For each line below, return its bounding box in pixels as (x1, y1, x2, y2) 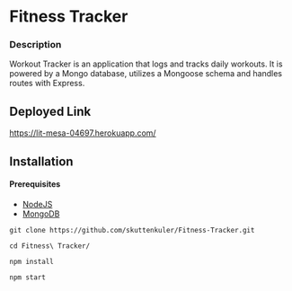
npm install (9, 257, 54, 266)
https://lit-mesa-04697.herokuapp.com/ (9, 128, 156, 138)
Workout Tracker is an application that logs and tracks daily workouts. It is (9, 58, 283, 69)
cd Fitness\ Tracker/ (9, 241, 91, 251)
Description (9, 39, 62, 51)
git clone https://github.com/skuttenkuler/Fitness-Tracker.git (9, 225, 255, 234)
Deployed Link (9, 103, 92, 119)
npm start (9, 272, 47, 282)
